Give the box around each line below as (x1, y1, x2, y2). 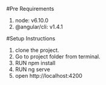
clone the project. (15, 46, 59, 54)
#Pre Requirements (6, 5, 55, 12)
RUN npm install (15, 60, 56, 66)
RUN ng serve (15, 66, 50, 73)
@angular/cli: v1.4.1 (15, 24, 63, 30)
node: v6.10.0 (15, 17, 48, 24)
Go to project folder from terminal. (15, 53, 101, 60)
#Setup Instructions (6, 35, 56, 42)
